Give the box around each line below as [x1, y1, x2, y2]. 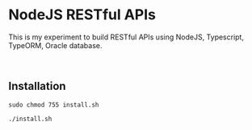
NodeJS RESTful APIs [8, 6, 156, 24]
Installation [8, 79, 66, 93]
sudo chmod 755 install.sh [8, 100, 99, 109]
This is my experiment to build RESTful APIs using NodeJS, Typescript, [8, 32, 245, 42]
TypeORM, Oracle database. [8, 40, 103, 50]
